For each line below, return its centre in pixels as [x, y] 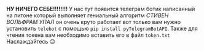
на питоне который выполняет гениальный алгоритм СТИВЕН [88, 15]
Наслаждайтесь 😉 [31, 41]
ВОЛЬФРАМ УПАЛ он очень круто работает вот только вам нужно [94, 22]
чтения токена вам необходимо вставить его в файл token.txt [88, 35]
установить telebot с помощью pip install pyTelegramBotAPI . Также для [102, 28]
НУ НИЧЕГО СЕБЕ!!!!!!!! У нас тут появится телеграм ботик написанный [101, 9]
